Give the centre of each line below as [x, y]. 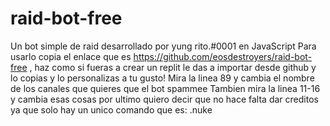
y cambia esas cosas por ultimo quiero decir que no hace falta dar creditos [164, 99]
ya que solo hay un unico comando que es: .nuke [111, 109]
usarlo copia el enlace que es [71, 56]
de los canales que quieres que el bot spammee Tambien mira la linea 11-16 [165, 88]
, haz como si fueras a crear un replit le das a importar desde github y [173, 67]
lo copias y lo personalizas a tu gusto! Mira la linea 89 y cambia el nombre [162, 78]
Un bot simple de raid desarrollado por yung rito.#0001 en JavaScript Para [163, 46]
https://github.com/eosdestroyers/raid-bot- [223, 56]
